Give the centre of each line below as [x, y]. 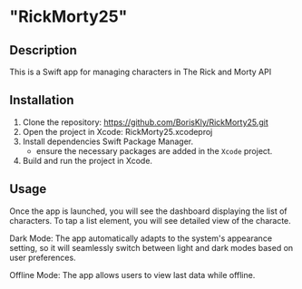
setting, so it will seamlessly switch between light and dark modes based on [151, 247]
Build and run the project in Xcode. [87, 160]
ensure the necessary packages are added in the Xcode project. [154, 150]
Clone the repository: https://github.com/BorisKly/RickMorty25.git [146, 122]
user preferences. [43, 257]
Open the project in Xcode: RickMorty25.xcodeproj [117, 131]
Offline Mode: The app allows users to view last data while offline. [132, 275]
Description [43, 50]
